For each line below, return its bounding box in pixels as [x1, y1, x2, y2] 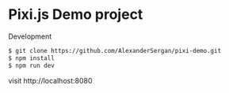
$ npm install [8, 54, 55, 62]
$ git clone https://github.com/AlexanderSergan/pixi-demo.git [8, 46, 222, 54]
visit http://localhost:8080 [8, 76, 93, 85]
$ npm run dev [8, 61, 55, 69]
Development [8, 32, 52, 41]
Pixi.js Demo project [8, 6, 143, 24]
